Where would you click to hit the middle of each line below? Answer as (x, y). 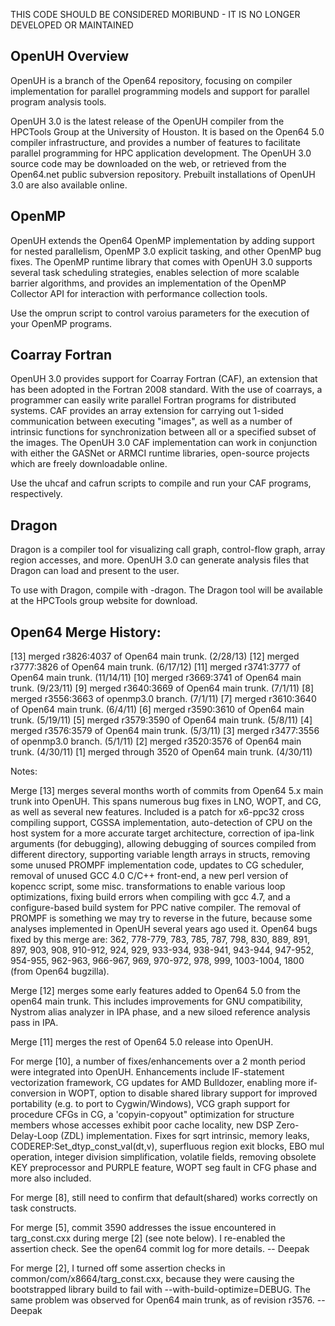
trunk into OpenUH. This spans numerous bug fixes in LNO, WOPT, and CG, (166, 801)
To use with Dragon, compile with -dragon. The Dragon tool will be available (166, 590)
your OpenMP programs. (61, 323)
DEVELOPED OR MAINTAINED (72, 25)
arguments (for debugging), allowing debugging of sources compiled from (163, 844)
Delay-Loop (34, 1136)
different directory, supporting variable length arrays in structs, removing (160, 855)
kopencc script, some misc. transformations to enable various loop (148, 886)
